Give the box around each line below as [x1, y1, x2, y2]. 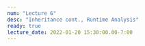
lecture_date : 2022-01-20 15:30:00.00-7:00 [7, 28, 133, 36]
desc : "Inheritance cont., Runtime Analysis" [7, 16, 139, 23]
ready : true [7, 22, 41, 29]
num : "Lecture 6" [7, 9, 57, 17]
